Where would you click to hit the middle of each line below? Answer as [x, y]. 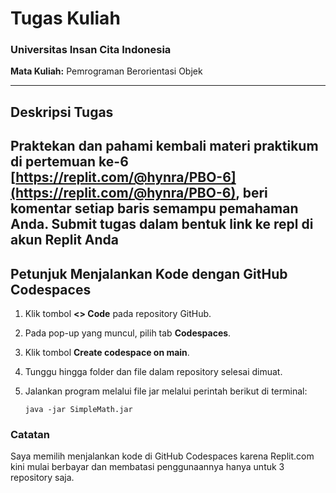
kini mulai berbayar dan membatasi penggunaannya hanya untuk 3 [147, 467]
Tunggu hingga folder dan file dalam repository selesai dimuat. [153, 372]
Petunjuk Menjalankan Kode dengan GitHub [149, 273]
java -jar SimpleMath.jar [78, 410]
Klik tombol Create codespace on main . [107, 353]
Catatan [30, 434]
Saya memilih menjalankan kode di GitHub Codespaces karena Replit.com [162, 456]
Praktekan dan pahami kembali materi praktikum [164, 146]
